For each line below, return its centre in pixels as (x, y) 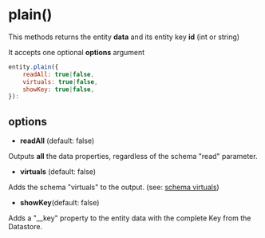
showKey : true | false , (58, 89)
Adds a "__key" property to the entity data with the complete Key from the (130, 218)
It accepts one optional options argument (77, 52)
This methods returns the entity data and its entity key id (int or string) (124, 37)
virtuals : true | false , (60, 81)
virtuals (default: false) (58, 172)
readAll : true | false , (58, 74)
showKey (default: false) (59, 203)
